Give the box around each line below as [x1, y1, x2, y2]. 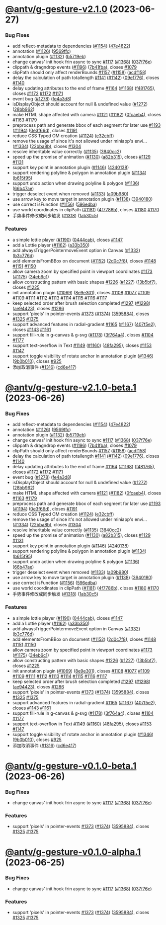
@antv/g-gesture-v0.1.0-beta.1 [5, 760, 137, 771]
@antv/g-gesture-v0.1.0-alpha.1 [5, 846, 141, 857]
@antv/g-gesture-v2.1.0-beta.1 [5, 382, 137, 393]
